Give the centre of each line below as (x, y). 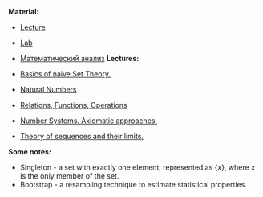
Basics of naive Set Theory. (65, 74)
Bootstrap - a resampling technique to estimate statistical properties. (133, 185)
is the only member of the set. (69, 176)
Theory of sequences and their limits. (82, 136)
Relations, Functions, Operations (73, 105)
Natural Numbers (49, 89)
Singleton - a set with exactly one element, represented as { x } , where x (137, 167)
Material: (24, 12)
